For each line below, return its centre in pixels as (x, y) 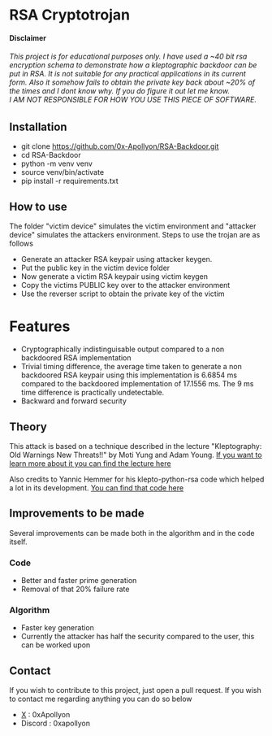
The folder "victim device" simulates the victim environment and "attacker (133, 226)
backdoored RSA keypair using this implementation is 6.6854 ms (129, 375)
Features (40, 327)
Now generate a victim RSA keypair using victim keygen (114, 277)
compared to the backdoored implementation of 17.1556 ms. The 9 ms (137, 384)
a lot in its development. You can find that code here (97, 488)
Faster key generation (57, 628)
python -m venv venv (56, 163)
